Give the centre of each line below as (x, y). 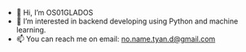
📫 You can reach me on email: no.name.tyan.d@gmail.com (116, 39)
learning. (31, 30)
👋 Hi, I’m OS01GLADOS (55, 13)
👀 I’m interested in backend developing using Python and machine (127, 21)
